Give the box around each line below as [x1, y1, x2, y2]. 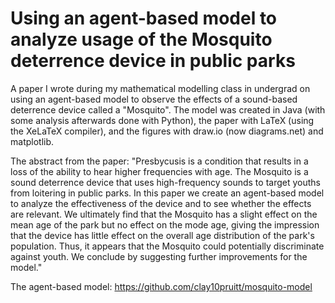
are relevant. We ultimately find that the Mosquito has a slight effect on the [10, 208, 318, 220]
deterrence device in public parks [10, 50, 296, 72]
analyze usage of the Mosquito [10, 28, 273, 51]
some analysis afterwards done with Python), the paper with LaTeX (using [10, 114, 315, 126]
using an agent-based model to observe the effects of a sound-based [10, 93, 298, 105]
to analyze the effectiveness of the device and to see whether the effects [10, 197, 312, 209]
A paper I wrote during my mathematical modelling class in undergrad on [10, 82, 311, 94]
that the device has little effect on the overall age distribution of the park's [10, 229, 315, 241]
